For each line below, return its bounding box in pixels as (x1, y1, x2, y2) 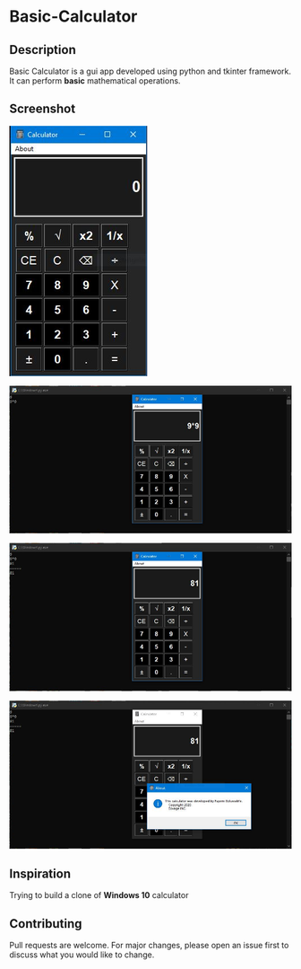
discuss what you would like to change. (9, 949, 155, 960)
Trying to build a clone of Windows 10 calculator (9, 890, 189, 901)
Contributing (9, 916, 82, 931)
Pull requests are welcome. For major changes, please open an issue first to (9, 940, 289, 951)
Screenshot (9, 101, 76, 117)
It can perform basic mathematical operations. (9, 75, 181, 86)
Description (9, 42, 76, 57)
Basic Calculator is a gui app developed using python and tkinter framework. (9, 66, 292, 76)
